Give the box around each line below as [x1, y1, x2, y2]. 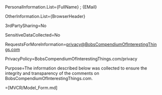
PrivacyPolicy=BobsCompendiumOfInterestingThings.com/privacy [5, 56, 137, 62]
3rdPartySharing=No [5, 23, 47, 28]
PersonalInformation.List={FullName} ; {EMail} [5, 4, 97, 10]
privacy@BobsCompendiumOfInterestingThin [66, 41, 157, 47]
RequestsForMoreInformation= [5, 41, 66, 47]
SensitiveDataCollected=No [5, 32, 61, 38]
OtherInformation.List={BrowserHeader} [5, 14, 86, 19]
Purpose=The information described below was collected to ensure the [5, 65, 147, 71]
